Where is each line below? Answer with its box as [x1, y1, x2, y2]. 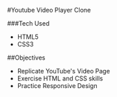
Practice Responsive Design [17, 82, 98, 89]
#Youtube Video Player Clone [7, 6, 91, 14]
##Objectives [7, 53, 46, 62]
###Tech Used [7, 19, 50, 27]
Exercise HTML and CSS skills [17, 74, 103, 82]
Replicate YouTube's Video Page [17, 67, 111, 75]
